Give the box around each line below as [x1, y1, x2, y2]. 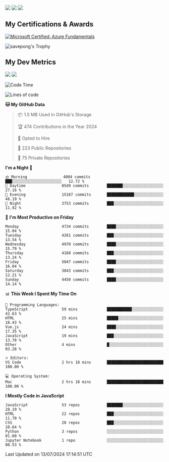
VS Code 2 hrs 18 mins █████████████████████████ [5, 359, 164, 365]
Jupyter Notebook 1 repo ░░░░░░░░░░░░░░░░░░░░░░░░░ [5, 438, 164, 443]
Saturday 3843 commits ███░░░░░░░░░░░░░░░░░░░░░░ [5, 268, 164, 273]
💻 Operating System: [5, 374, 50, 379]
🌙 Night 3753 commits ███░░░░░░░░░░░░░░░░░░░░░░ [5, 201, 164, 206]
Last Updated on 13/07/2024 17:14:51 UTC [5, 451, 92, 457]
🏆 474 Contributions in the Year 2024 [17, 123, 97, 129]
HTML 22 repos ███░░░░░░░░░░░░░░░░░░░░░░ [5, 411, 164, 417]
